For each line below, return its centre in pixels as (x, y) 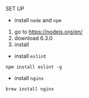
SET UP (15, 9)
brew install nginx (30, 89)
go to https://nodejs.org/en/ (48, 32)
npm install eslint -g (34, 67)
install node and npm (38, 20)
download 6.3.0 (33, 38)
